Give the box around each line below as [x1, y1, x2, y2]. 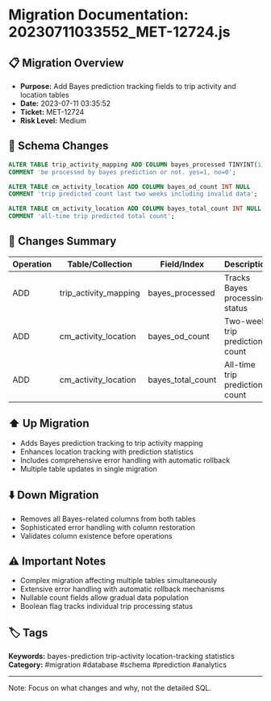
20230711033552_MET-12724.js [8, 23, 231, 41]
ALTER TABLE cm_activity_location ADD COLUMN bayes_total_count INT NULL [8, 204, 262, 213]
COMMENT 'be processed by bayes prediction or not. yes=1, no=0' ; [8, 168, 236, 176]
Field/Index [160, 258, 205, 270]
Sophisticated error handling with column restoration [19, 523, 196, 532]
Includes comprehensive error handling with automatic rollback [19, 455, 231, 465]
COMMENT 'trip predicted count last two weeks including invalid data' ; [8, 190, 258, 199]
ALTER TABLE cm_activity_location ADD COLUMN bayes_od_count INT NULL [8, 183, 251, 191]
